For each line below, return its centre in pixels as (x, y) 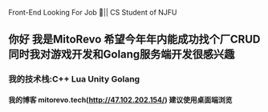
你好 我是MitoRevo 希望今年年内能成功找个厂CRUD (134, 40)
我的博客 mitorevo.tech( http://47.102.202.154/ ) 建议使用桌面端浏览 (120, 99)
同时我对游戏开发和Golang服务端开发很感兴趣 (122, 55)
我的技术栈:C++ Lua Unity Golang (74, 79)
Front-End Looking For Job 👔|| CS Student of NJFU (93, 12)
